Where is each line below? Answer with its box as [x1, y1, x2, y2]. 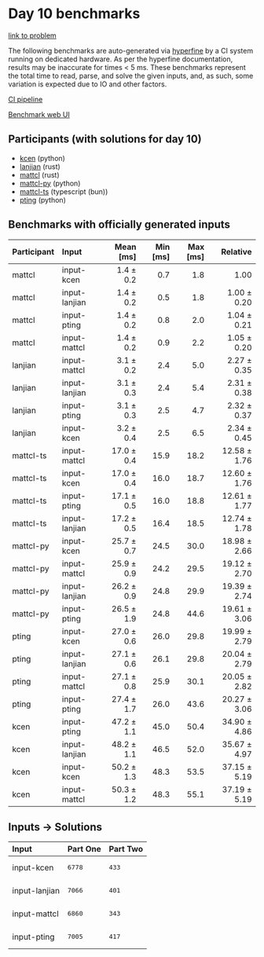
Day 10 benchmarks [8, 5, 141, 23]
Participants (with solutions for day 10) [8, 133, 202, 146]
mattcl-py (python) [19, 178, 81, 188]
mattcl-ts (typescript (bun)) [19, 186, 108, 196]
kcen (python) [19, 153, 65, 163]
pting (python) [19, 195, 67, 204]
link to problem [8, 31, 57, 40]
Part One [67, 844, 101, 855]
